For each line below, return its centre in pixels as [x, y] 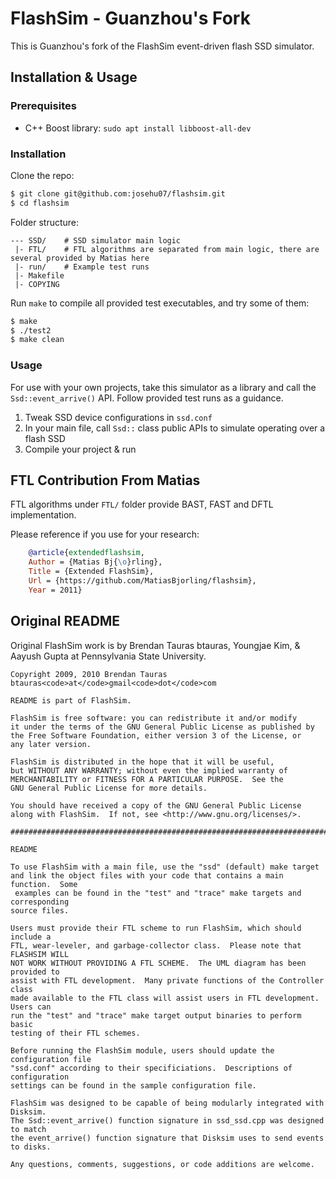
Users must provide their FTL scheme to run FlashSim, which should [156, 928]
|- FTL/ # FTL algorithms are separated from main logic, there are [167, 249]
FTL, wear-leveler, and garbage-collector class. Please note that [156, 945]
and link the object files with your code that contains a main [147, 875]
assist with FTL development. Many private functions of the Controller [167, 980]
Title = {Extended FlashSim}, [91, 572]
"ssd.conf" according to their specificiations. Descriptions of [151, 1068]
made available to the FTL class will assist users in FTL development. [165, 998]
